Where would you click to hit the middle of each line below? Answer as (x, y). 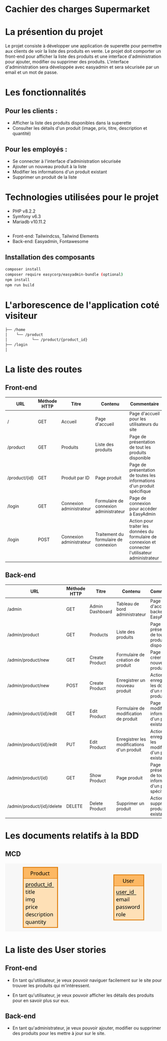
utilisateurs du (144, 424)
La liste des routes (44, 369)
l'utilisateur (140, 553)
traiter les (139, 526)
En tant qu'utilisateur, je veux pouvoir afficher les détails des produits (83, 995)
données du (141, 531)
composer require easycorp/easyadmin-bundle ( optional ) (64, 274)
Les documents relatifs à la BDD (72, 836)
